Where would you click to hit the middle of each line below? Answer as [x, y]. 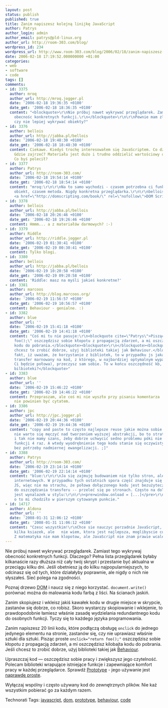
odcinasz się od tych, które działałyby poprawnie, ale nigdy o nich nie [77, 572]
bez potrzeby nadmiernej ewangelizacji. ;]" [61, 448]
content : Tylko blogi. [33, 252]
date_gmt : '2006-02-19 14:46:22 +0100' [51, 392]
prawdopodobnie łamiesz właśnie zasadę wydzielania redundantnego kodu [82, 613]
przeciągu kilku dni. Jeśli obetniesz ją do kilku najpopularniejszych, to [77, 567]
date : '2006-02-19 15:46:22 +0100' [47, 387]
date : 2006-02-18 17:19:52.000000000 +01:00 [52, 56]
